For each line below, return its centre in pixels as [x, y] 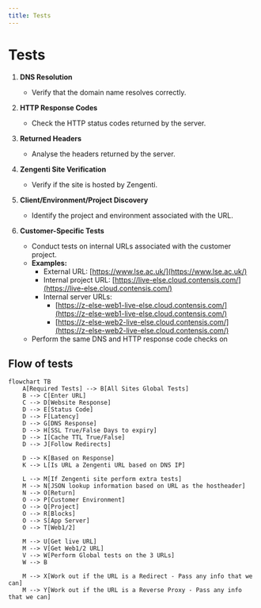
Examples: [49, 263]
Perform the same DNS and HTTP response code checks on [129, 339]
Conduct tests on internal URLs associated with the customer [131, 246]
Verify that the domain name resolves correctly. [109, 92]
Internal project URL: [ [79, 279]
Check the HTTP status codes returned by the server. [119, 123]
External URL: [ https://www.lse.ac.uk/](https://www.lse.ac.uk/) [145, 271]
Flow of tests [41, 363]
